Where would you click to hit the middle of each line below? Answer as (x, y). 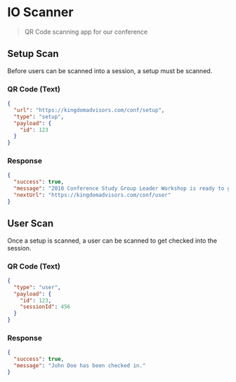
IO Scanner (40, 12)
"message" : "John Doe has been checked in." (80, 366)
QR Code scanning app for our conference (86, 32)
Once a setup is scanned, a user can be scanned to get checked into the (112, 241)
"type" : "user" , (37, 287)
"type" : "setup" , (39, 117)
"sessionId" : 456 (45, 307)
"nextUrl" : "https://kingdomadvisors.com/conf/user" (92, 195)
